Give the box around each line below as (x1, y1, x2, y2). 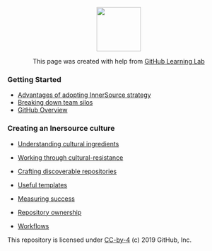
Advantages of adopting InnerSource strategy (17, 91, 151, 99)
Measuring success (17, 194, 76, 203)
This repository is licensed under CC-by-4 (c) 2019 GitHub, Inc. (7, 235, 192, 244)
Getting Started (7, 74, 61, 84)
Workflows (17, 221, 49, 230)
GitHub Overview (17, 106, 68, 115)
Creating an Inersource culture (7, 124, 115, 134)
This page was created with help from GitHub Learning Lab (33, 57, 205, 65)
